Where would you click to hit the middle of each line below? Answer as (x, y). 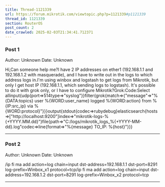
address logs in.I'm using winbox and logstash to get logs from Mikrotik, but (82, 80)
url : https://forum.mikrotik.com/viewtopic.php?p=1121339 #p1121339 (76, 14)
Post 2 (13, 144)
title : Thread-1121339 (28, 10)
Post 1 (12, 49)
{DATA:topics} (19, 101)
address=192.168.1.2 (25, 175)
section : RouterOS (24, 23)
